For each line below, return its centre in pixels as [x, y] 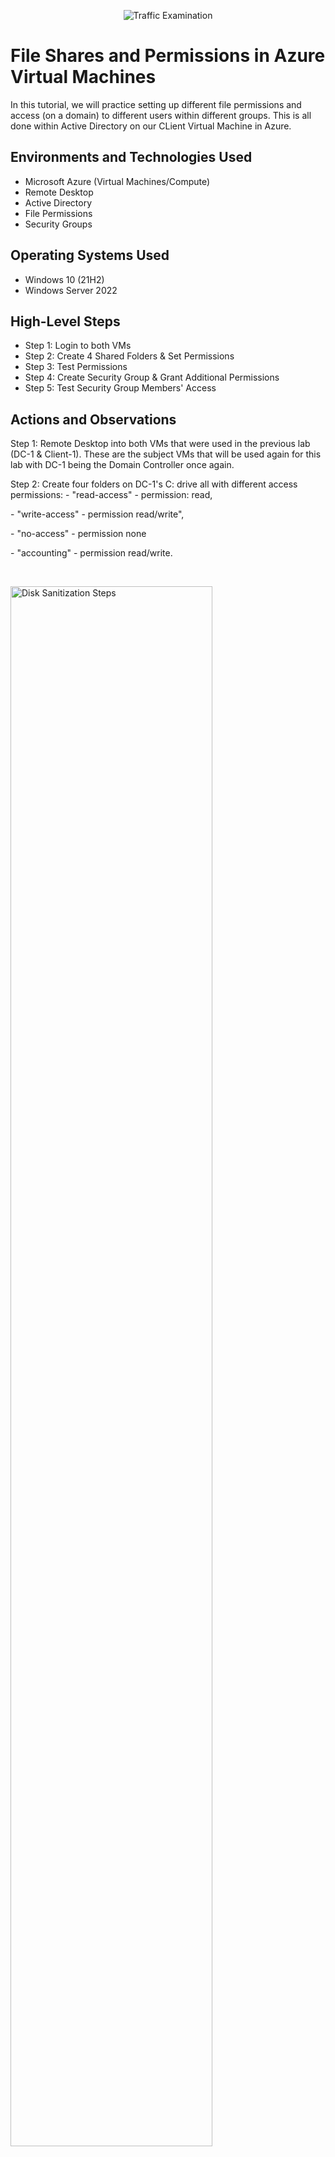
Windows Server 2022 [71, 290]
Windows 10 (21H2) [64, 279]
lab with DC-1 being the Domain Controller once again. [122, 465]
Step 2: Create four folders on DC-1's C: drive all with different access [154, 484]
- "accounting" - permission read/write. [91, 553]
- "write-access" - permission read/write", [97, 514]
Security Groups [58, 224]
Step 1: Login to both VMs [78, 346]
